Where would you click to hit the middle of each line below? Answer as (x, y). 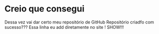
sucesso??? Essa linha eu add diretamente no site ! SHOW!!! (64, 27)
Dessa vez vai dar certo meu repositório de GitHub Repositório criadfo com (79, 22)
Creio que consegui (45, 9)
